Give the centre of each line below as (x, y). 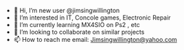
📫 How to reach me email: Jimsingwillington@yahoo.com (95, 40)
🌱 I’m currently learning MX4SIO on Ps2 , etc (77, 25)
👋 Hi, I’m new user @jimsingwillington (67, 10)
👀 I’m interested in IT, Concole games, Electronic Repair (92, 18)
